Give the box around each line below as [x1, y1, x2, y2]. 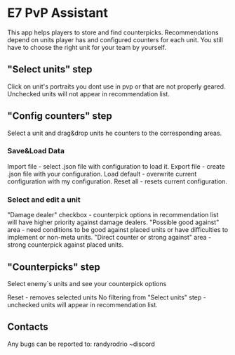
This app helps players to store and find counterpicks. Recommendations [7, 28, 219, 37]
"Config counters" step [7, 110, 112, 122]
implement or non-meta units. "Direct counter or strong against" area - [7, 233, 212, 242]
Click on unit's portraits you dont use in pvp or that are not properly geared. [7, 82, 226, 91]
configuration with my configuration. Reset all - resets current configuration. [7, 177, 228, 186]
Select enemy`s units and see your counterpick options [7, 279, 167, 288]
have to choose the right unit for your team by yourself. [7, 43, 167, 51]
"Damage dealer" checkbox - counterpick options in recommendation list [7, 211, 219, 219]
